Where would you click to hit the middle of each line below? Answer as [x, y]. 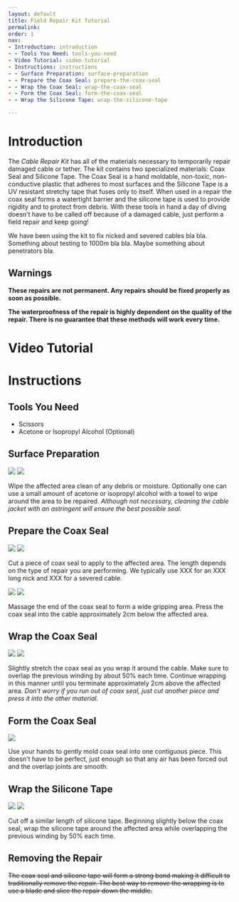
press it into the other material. [53, 698]
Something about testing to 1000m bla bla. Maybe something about [106, 243]
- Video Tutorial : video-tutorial [59, 61]
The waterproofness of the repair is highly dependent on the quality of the [120, 311]
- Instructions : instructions [53, 67]
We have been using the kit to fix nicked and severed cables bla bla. [108, 235]
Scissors [31, 424]
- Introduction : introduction [53, 47]
